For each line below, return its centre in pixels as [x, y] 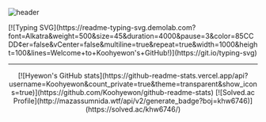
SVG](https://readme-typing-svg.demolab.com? [118, 27]
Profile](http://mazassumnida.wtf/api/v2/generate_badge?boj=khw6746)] [133, 101]
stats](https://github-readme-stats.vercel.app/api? [166, 76]
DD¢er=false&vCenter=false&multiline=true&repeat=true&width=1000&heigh [133, 44]
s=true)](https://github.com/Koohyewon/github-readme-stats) [112, 92]
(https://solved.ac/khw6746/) [133, 109]
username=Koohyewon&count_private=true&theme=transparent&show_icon [133, 84]
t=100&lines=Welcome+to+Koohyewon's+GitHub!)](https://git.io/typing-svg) [133, 53]
